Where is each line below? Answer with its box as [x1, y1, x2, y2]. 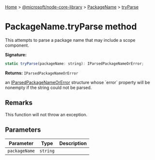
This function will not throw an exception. [5, 111, 88, 117]
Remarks [5, 99, 33, 107]
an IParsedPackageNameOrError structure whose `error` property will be [5, 79, 150, 85]
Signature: [5, 52, 27, 57]
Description [59, 140, 87, 147]
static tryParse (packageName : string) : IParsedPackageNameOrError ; [5, 61, 144, 66]
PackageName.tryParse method [5, 21, 137, 32]
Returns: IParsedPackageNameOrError [5, 70, 78, 76]
